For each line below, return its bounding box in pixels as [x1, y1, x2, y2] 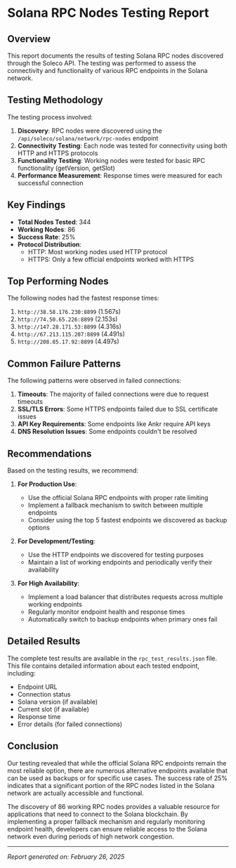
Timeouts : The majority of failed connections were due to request [17, 390, 209, 398]
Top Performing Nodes [7, 275, 109, 287]
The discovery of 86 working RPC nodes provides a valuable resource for [7, 802, 220, 810]
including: [7, 669, 37, 677]
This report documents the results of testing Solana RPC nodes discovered [7, 51, 223, 60]
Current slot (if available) [17, 704, 90, 714]
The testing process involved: [7, 112, 93, 121]
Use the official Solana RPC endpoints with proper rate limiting [27, 494, 209, 502]
